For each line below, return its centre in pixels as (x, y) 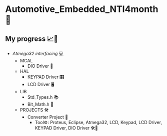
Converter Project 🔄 (48, 117)
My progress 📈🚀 (32, 39)
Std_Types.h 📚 (43, 97)
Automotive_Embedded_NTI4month (82, 9)
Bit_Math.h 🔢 (40, 104)
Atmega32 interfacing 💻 (38, 54)
